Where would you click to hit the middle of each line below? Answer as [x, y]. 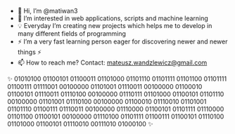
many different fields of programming [72, 34]
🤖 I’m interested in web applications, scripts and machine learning [113, 18]
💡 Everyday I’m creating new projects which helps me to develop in [115, 26]
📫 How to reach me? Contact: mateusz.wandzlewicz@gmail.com [112, 62]
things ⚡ [30, 52]
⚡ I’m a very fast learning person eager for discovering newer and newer [122, 41]
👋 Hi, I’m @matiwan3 [47, 11]
